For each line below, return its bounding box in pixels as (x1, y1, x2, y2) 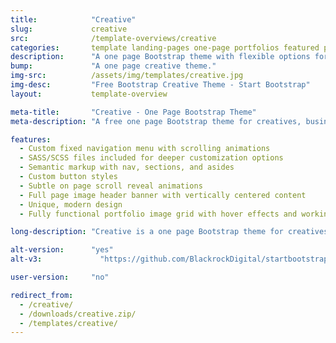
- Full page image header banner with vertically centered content (19, 190, 307, 200)
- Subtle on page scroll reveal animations (19, 181, 203, 191)
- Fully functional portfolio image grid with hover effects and (19, 209, 298, 219)
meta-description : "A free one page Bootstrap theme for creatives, (10, 116, 302, 126)
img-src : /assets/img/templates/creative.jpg (10, 71, 244, 81)
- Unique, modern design (19, 199, 123, 210)
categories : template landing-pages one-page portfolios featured (10, 42, 320, 53)
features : (10, 134, 52, 145)
